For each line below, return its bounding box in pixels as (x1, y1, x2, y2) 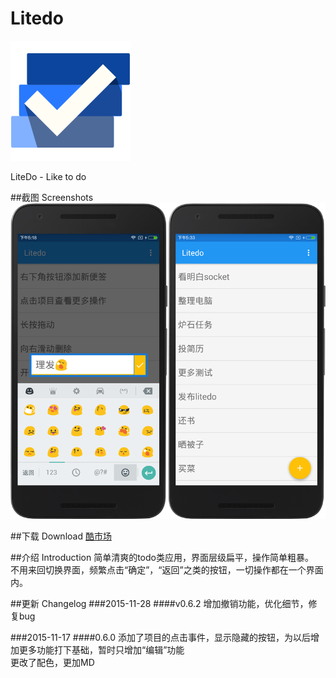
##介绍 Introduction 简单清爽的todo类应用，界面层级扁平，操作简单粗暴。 (10, 552, 314, 564)
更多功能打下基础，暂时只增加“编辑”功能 (18, 644, 185, 656)
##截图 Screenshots (10, 191, 94, 203)
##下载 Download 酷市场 (10, 530, 112, 542)
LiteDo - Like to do (10, 170, 87, 182)
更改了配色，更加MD (10, 657, 95, 669)
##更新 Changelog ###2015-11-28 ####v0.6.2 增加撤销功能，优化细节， (10, 598, 309, 610)
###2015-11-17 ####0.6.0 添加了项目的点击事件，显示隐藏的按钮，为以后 (10, 632, 312, 644)
